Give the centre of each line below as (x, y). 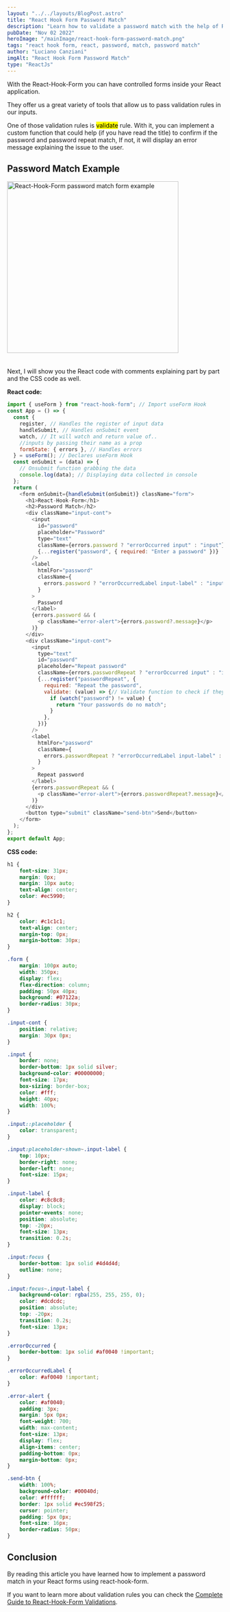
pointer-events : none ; (52, 1212)
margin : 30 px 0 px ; (46, 1035)
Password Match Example (64, 169)
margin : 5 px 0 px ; (44, 1415)
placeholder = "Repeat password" (82, 667)
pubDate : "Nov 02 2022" (41, 33)
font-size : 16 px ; (44, 1523)
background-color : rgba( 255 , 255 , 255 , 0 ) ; (82, 1295)
